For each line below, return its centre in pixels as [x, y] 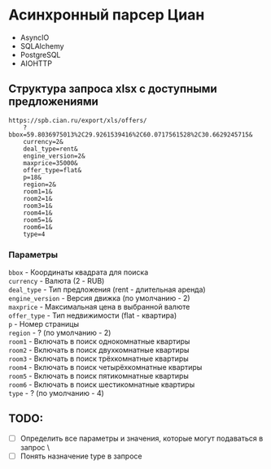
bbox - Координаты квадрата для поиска [79, 272]
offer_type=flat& [52, 170]
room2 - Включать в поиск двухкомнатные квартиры [99, 350]
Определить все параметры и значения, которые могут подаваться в [142, 438]
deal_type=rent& [51, 149]
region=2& [40, 185]
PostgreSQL [40, 54]
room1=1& [38, 191]
